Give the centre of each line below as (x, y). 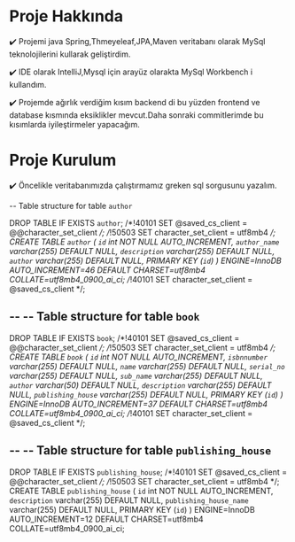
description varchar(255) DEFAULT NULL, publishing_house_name (129, 500)
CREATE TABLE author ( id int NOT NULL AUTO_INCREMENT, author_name (144, 242)
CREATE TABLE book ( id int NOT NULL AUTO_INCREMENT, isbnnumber (139, 357)
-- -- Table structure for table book (105, 317)
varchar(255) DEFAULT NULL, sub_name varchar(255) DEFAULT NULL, (136, 376)
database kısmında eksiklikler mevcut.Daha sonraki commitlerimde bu (136, 115)
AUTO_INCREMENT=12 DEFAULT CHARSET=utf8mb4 (106, 519)
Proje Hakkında (66, 16)
